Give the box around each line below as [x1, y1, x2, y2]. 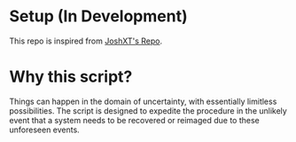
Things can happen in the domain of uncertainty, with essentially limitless [9, 96, 277, 106]
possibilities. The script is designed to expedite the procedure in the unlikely [9, 105, 288, 116]
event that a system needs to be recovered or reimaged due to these [9, 114, 260, 125]
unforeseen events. [9, 124, 80, 135]
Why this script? [9, 67, 133, 87]
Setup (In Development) [9, 6, 188, 27]
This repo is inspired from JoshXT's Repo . [9, 35, 162, 46]
